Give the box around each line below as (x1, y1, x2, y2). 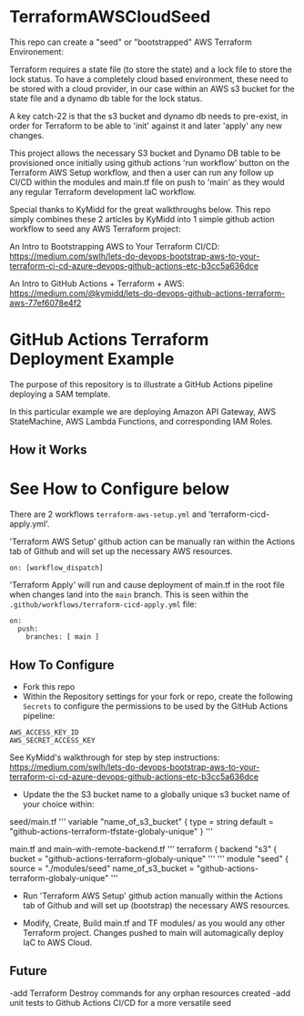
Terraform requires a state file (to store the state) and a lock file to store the (9, 64, 293, 75)
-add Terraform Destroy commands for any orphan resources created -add (9, 987, 291, 999)
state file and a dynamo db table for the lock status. (9, 93, 203, 104)
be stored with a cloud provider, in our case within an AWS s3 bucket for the (9, 83, 295, 94)
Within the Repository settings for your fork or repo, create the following (22, 691, 293, 703)
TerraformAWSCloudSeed (9, 6, 211, 27)
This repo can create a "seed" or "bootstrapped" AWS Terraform (9, 36, 252, 47)
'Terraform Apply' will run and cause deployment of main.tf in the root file (9, 580, 285, 590)
